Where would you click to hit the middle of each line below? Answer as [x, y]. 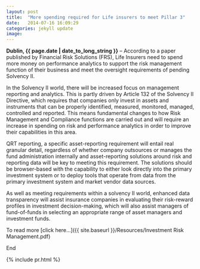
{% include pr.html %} [33, 259]
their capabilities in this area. [41, 132]
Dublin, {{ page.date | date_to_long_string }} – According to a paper [91, 51]
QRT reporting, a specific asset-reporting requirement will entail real [90, 144]
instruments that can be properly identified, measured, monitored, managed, [100, 107]
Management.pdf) [28, 237]
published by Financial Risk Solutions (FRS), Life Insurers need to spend [95, 57]
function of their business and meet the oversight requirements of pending [98, 70]
